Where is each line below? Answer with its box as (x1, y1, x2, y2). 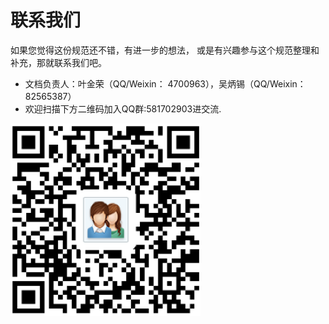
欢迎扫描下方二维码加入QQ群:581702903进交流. (24, 102, 222, 115)
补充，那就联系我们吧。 (10, 56, 107, 68)
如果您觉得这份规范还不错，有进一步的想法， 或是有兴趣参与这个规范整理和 (10, 44, 320, 56)
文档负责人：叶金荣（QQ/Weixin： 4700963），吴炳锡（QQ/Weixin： (24, 77, 307, 90)
